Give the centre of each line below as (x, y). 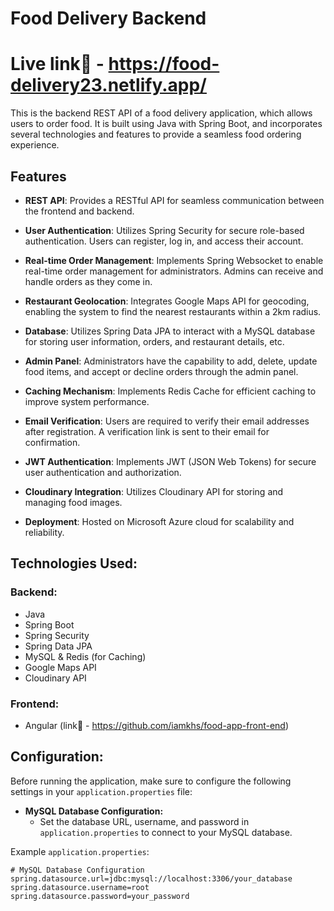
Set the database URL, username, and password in (144, 821)
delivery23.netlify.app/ (108, 85)
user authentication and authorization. (103, 472)
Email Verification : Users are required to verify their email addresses (167, 421)
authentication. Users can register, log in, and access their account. (164, 241)
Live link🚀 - (57, 64)
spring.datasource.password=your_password (100, 896)
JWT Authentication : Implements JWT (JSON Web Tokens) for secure (170, 461)
